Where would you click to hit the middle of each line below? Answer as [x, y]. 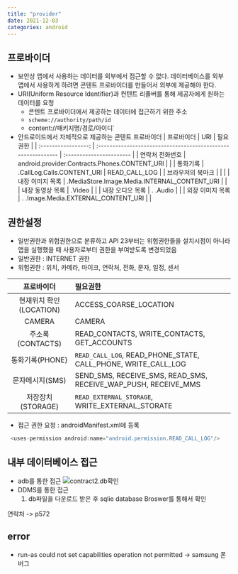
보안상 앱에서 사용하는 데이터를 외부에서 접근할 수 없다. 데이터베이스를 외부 [121, 76]
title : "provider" [34, 14]
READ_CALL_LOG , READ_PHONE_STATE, [137, 355]
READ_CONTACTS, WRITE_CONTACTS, [140, 334]
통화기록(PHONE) [39, 360]
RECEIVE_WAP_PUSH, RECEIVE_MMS [137, 384]
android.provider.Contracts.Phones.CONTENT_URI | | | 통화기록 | [110, 163]
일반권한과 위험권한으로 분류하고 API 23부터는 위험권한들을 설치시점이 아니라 [124, 241]
